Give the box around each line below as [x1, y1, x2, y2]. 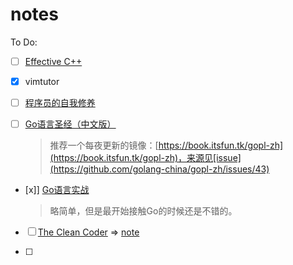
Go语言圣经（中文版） [24, 118, 117, 130]
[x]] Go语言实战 [24, 184, 90, 196]
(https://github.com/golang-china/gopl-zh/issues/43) [49, 163, 270, 175]
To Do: [10, 36, 38, 48]
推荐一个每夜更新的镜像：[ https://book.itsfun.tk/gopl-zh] [49, 139, 284, 152]
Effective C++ [24, 55, 83, 67]
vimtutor [24, 76, 60, 87]
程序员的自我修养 [24, 97, 96, 109]
